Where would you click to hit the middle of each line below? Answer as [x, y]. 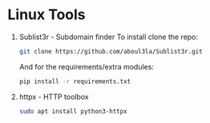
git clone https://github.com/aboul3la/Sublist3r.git [111, 51]
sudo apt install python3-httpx [73, 111]
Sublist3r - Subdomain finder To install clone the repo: [108, 37]
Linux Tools [46, 15]
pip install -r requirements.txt [75, 81]
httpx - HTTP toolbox [54, 97]
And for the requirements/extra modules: [86, 66]
